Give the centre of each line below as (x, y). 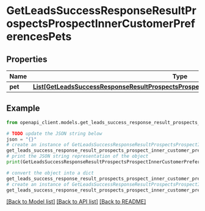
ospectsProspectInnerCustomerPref (101, 24)
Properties (27, 59)
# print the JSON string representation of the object (77, 157)
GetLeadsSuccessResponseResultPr (101, 11)
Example (23, 109)
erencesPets (39, 37)
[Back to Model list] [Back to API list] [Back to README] (76, 202)
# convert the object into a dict (50, 173)
